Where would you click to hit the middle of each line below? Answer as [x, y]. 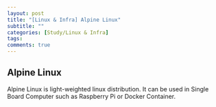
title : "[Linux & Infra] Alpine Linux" [64, 20]
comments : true [29, 45]
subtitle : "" [26, 26]
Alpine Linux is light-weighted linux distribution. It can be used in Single [108, 89]
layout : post [26, 13]
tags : [15, 39]
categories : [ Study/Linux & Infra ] [58, 32]
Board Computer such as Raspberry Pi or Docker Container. [92, 96]
